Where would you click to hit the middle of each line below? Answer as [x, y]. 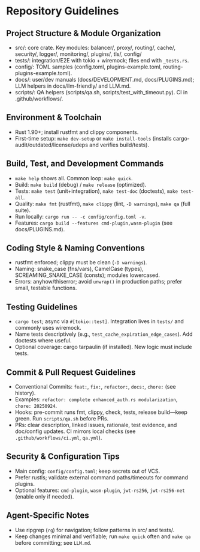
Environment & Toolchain [54, 117]
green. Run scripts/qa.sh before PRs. [62, 419]
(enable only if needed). [44, 496]
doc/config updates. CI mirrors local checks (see [75, 431]
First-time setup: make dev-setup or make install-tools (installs [93, 138]
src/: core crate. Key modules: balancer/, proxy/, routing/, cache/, [95, 47]
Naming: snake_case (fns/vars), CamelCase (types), [79, 269]
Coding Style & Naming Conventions [75, 248]
